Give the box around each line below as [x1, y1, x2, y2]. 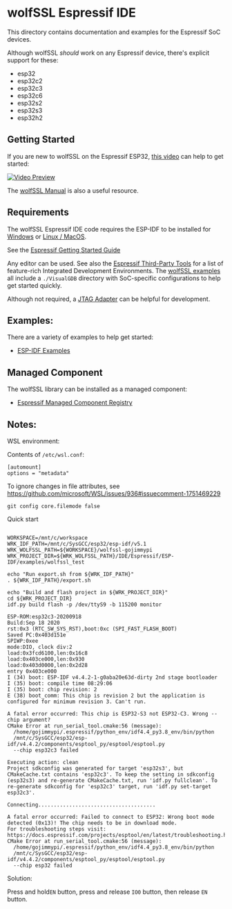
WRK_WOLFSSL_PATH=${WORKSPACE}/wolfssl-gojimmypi [7, 546, 153, 553]
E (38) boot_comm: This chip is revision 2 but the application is [7, 692, 206, 699]
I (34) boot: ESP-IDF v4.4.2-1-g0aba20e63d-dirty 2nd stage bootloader [7, 674, 217, 681]
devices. [7, 35, 32, 43]
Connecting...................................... [7, 802, 156, 808]
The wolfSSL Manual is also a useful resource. [7, 186, 139, 195]
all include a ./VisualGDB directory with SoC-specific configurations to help [7, 274, 221, 282]
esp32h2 [17, 113, 43, 122]
